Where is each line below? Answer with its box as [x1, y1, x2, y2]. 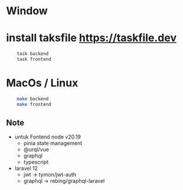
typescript [23, 159, 49, 166]
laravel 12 [14, 165, 38, 172]
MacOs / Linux [6, 76, 79, 90]
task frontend [17, 56, 51, 62]
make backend [17, 96, 49, 102]
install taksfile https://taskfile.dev [6, 31, 177, 45]
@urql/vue [23, 146, 49, 153]
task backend [17, 51, 49, 57]
